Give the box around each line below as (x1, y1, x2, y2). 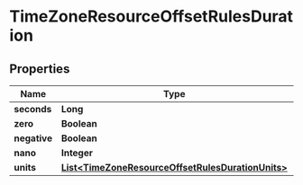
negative (14, 132, 52, 145)
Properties (9, 61, 70, 76)
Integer (60, 146, 93, 159)
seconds (14, 103, 52, 115)
